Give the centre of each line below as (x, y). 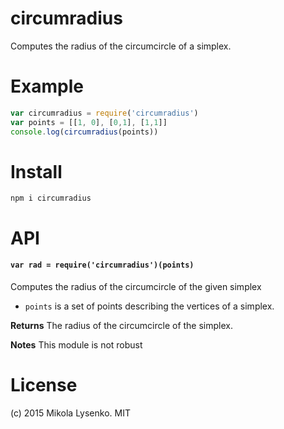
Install (36, 171)
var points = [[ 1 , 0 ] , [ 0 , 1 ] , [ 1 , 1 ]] (89, 122)
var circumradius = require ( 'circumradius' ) (104, 113)
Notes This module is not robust (76, 344)
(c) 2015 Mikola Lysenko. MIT (70, 413)
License (44, 385)
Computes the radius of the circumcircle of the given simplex (136, 286)
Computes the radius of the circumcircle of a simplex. (121, 46)
